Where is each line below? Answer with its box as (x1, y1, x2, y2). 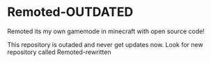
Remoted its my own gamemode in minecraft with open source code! (7, 27, 205, 35)
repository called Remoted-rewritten (7, 48, 111, 56)
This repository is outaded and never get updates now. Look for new (7, 40, 203, 48)
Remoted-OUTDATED (7, 4, 134, 20)
